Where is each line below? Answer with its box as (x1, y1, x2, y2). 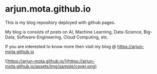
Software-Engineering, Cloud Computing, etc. (17, 34, 109, 40)
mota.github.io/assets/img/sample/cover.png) (5, 63, 97, 69)
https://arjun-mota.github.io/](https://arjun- (8, 58, 95, 64)
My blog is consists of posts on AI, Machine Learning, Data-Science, (5, 29, 143, 35)
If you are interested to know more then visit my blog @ (5, 43, 117, 49)
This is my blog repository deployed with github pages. (5, 19, 116, 25)
